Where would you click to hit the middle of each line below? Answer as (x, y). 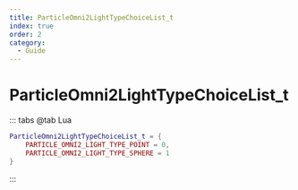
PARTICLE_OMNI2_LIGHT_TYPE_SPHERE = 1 (98, 153)
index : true (31, 26)
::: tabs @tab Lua (41, 120)
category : (28, 43)
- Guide (32, 51)
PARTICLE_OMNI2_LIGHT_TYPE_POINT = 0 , (98, 144)
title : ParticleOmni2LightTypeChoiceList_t (92, 17)
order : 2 (26, 34)
